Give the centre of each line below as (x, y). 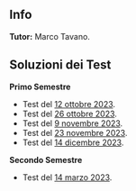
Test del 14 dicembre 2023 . (73, 142)
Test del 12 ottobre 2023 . (68, 104)
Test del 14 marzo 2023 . (67, 177)
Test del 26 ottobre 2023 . (69, 114)
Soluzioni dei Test (60, 65)
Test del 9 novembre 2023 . (73, 123)
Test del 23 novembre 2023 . (75, 132)
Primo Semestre (40, 86)
